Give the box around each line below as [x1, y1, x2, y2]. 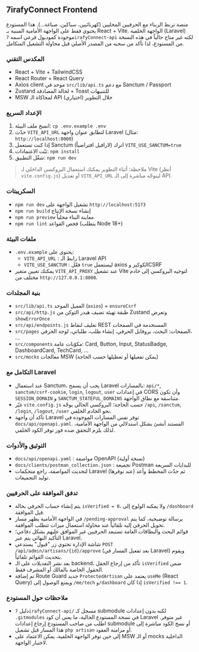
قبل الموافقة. [14, 509, 45, 516]
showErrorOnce [14, 316, 50, 322]
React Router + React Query [14, 75, 84, 82]
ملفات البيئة [6, 235, 36, 243]
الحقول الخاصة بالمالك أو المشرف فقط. [14, 566, 103, 574]
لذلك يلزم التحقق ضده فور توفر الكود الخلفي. [14, 426, 115, 433]
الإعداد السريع [6, 109, 42, 117]
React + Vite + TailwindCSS [14, 68, 82, 75]
